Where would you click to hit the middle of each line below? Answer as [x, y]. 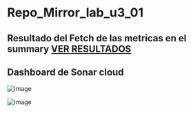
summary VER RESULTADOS [69, 49]
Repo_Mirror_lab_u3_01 [75, 13]
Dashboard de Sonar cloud [65, 72]
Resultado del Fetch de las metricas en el [97, 38]
